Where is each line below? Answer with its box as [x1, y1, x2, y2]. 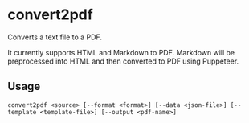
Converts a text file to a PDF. [7, 32, 102, 42]
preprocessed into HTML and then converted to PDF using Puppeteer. [7, 56, 239, 66]
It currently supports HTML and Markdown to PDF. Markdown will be [7, 47, 235, 57]
